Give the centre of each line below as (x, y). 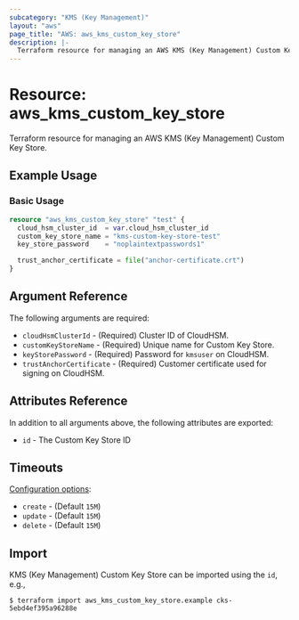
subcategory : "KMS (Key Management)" (79, 17)
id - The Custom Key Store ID (77, 440)
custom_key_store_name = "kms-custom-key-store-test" (119, 236)
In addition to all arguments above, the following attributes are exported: (141, 422)
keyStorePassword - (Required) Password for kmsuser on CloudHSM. (145, 354)
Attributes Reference (69, 401)
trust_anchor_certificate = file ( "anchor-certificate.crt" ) (131, 261)
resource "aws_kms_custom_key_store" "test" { (97, 219)
